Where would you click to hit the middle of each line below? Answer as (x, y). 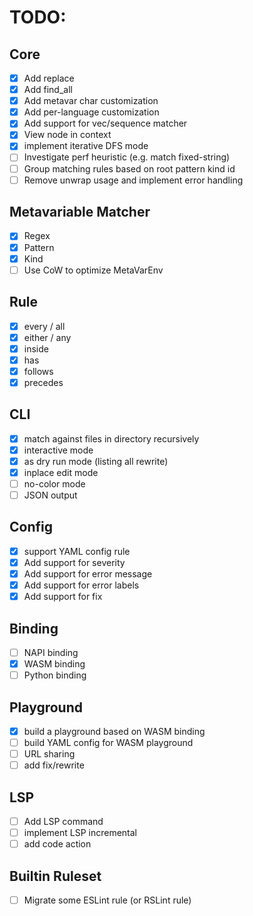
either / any (47, 337)
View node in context (67, 135)
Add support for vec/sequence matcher (105, 123)
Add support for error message (88, 574)
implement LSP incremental (80, 833)
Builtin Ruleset (55, 876)
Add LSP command (63, 822)
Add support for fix (63, 597)
